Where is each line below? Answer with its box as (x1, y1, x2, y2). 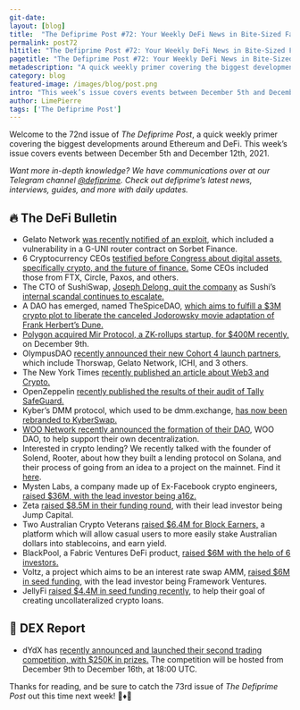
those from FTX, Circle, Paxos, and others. (21, 272, 179, 283)
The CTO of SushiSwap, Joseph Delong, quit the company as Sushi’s (21, 282, 277, 292)
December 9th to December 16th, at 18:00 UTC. (21, 664, 198, 674)
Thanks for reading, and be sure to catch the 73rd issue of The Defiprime (9, 680, 279, 691)
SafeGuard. (21, 395, 64, 407)
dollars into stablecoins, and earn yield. (21, 538, 167, 549)
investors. (21, 557, 59, 568)
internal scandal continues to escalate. (21, 292, 165, 302)
